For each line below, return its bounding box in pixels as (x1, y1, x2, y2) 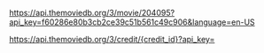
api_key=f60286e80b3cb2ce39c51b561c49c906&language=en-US (9, 17, 255, 27)
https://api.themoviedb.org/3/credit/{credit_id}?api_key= (9, 34, 215, 44)
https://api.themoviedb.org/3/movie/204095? (9, 8, 175, 18)
